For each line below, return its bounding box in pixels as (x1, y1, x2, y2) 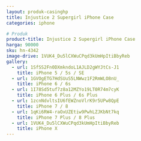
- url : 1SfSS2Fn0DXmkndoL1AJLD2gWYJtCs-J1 (11, 64, 119, 70)
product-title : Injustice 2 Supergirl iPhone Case (6, 37, 136, 43)
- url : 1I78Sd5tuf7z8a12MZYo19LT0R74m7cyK (11, 86, 119, 93)
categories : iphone (6, 20, 55, 26)
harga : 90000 (6, 42, 39, 48)
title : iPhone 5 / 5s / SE (17, 70, 85, 76)
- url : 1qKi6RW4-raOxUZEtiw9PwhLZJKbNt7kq (11, 109, 119, 115)
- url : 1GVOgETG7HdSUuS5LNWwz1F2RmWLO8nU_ (11, 76, 119, 82)
